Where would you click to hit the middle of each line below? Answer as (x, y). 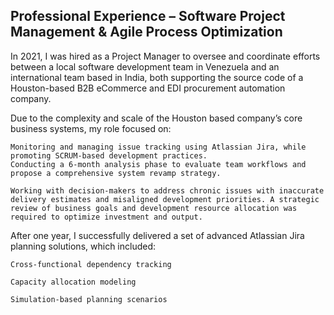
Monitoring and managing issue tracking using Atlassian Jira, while (158, 147)
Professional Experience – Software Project (148, 16)
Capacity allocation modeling (73, 282)
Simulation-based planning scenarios (89, 299)
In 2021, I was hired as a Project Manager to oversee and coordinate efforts (165, 56)
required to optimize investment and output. (106, 217)
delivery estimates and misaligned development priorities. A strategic (165, 199)
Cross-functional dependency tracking (91, 264)
